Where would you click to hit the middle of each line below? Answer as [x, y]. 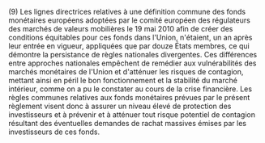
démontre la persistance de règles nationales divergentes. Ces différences [133, 55]
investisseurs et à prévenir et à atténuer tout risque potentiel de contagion [132, 115]
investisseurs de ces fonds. [54, 132]
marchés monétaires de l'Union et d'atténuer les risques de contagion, [126, 71]
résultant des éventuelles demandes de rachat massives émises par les [128, 123]
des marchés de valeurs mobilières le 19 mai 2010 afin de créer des [121, 29]
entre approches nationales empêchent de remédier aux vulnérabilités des [132, 63]
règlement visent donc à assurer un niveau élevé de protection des [120, 106]
